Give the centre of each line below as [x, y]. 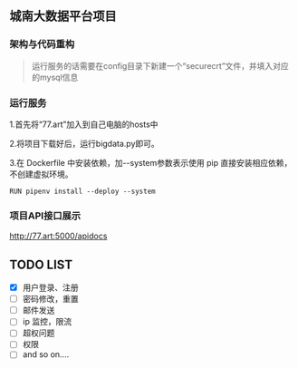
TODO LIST [41, 264]
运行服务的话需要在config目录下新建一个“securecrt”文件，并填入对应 [160, 65]
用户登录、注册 [50, 287]
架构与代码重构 [42, 44]
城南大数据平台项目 [63, 16]
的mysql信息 [55, 77]
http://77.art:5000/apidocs [58, 236]
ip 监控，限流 [47, 322]
